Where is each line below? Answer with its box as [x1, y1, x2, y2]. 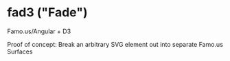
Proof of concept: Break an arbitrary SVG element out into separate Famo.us [7, 40, 223, 48]
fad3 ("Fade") [7, 5, 88, 20]
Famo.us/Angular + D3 [7, 27, 71, 35]
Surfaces [7, 47, 33, 56]
